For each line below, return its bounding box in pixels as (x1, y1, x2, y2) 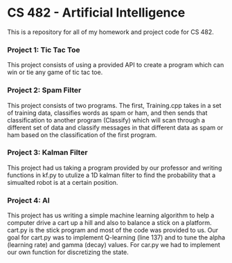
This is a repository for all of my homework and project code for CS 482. (7, 28, 215, 36)
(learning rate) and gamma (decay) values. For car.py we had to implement (7, 241, 220, 249)
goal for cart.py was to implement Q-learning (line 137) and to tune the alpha (7, 233, 226, 242)
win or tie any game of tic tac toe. (7, 68, 103, 77)
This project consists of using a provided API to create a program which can (7, 61, 224, 69)
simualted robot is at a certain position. (7, 178, 118, 186)
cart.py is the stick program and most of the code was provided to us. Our (7, 226, 219, 235)
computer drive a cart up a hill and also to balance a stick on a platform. (7, 219, 212, 227)
